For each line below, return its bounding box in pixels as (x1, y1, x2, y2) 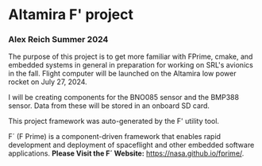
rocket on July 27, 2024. (8, 77, 87, 87)
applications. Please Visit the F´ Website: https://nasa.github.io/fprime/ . (8, 149, 245, 158)
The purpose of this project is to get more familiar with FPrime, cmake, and (8, 52, 253, 61)
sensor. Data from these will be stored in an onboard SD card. (8, 101, 210, 110)
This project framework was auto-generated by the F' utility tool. (8, 117, 220, 126)
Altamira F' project (8, 6, 133, 24)
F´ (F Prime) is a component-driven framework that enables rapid (8, 132, 221, 141)
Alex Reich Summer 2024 (8, 34, 109, 45)
